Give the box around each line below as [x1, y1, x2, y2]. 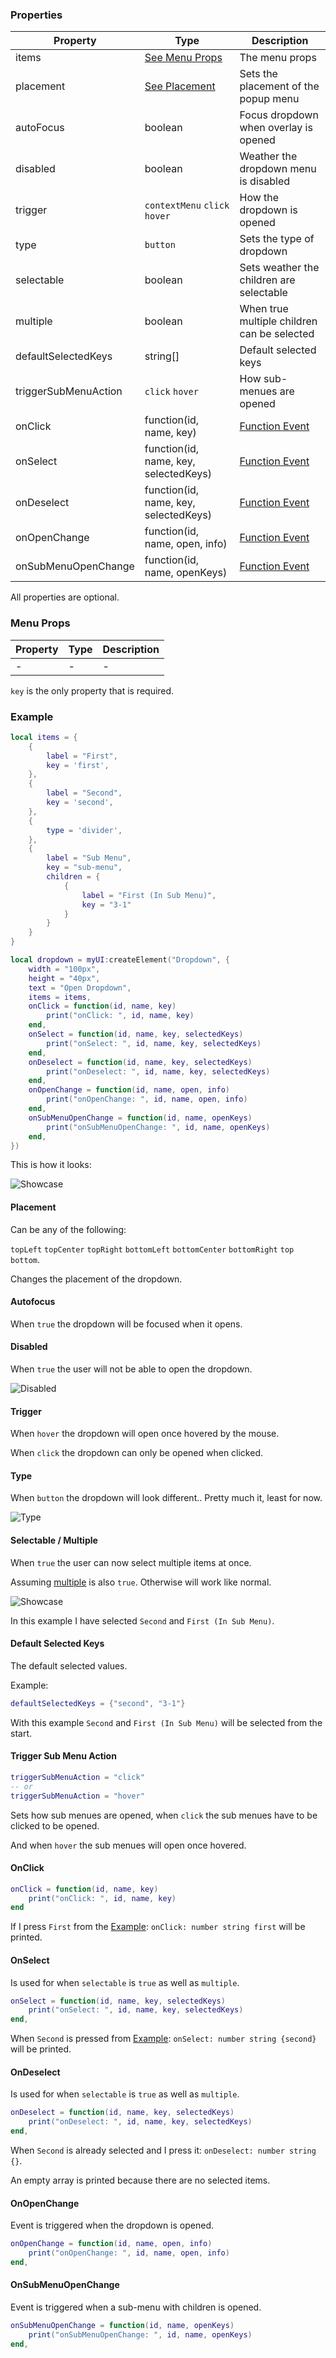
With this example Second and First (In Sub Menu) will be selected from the [10, 1716, 323, 1728]
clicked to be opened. [10, 1819, 100, 1832]
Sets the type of [239, 232, 315, 246]
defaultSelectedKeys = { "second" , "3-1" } [10, 1698, 186, 1708]
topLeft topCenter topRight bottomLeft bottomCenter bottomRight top [10, 1244, 295, 1255]
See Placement [144, 79, 216, 93]
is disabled [239, 174, 290, 188]
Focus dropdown [239, 108, 319, 122]
